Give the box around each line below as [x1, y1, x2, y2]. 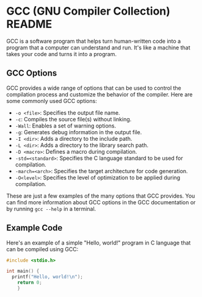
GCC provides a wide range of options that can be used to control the [6, 84, 181, 91]
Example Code [6, 223, 63, 233]
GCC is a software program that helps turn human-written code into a [6, 37, 181, 45]
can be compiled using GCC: [6, 245, 79, 252]
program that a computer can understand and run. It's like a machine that [6, 44, 190, 51]
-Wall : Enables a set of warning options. [15, 122, 117, 129]
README [6, 17, 52, 31]
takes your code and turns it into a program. [6, 50, 117, 57]
